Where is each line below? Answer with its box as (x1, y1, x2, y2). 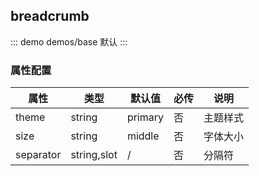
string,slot (70, 148, 118, 162)
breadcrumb (10, 8, 90, 25)
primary (126, 110, 164, 124)
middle (126, 129, 160, 143)
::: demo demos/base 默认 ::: (10, 35, 128, 48)
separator (15, 148, 62, 162)
